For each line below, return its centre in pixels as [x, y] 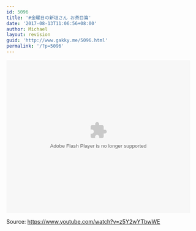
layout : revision [28, 35]
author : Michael [27, 29]
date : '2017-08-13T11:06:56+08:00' [52, 23]
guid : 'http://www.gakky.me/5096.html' [57, 40]
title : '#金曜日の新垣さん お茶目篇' [49, 18]
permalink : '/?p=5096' [35, 46]
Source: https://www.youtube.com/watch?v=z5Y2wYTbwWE [83, 221]
